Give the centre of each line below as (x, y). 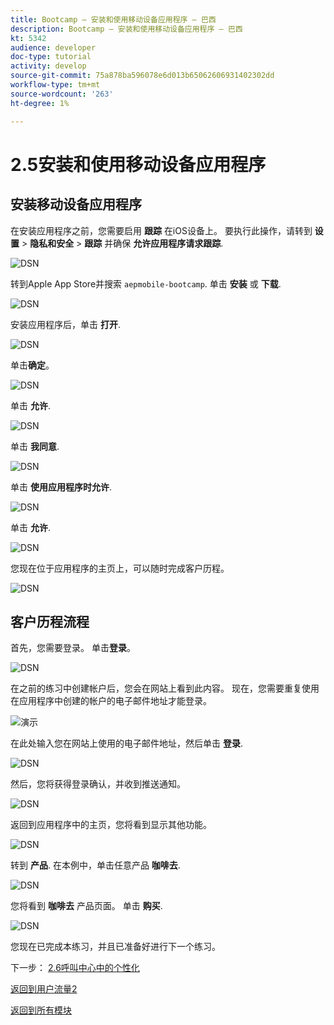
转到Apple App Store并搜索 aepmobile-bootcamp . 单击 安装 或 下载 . (146, 283)
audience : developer (53, 47)
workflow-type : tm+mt (55, 85)
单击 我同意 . (35, 446)
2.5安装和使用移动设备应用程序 (138, 164)
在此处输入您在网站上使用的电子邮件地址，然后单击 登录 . (126, 743)
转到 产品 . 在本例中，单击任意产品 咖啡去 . (95, 865)
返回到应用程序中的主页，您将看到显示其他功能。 (111, 825)
